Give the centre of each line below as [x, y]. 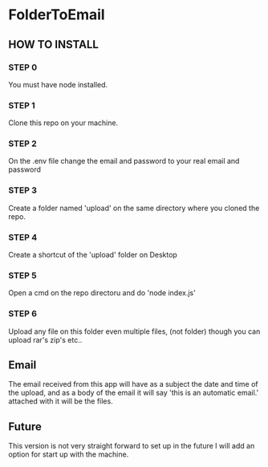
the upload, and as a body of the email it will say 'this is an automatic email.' [134, 393]
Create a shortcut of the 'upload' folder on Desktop [93, 255]
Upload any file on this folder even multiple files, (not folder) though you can [134, 331]
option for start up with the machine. [69, 454]
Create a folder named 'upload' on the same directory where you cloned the [134, 208]
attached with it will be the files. [61, 401]
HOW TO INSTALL [53, 45]
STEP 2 [23, 144]
